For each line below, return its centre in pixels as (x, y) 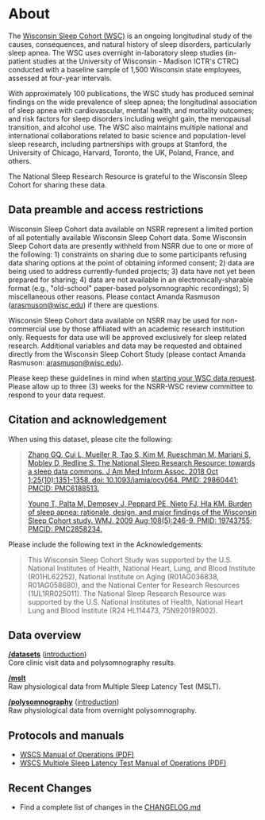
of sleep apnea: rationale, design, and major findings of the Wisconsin (142, 512)
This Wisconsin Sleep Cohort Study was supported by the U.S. (130, 559)
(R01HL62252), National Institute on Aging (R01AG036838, (123, 576)
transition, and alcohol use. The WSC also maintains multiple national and (128, 127)
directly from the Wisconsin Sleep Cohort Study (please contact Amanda (127, 354)
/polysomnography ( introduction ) (64, 702)
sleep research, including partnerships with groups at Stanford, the (118, 144)
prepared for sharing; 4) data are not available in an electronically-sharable (131, 280)
